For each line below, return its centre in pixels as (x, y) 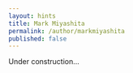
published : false (38, 39)
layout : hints (32, 16)
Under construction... (44, 62)
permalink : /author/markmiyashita (67, 31)
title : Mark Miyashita (47, 24)
